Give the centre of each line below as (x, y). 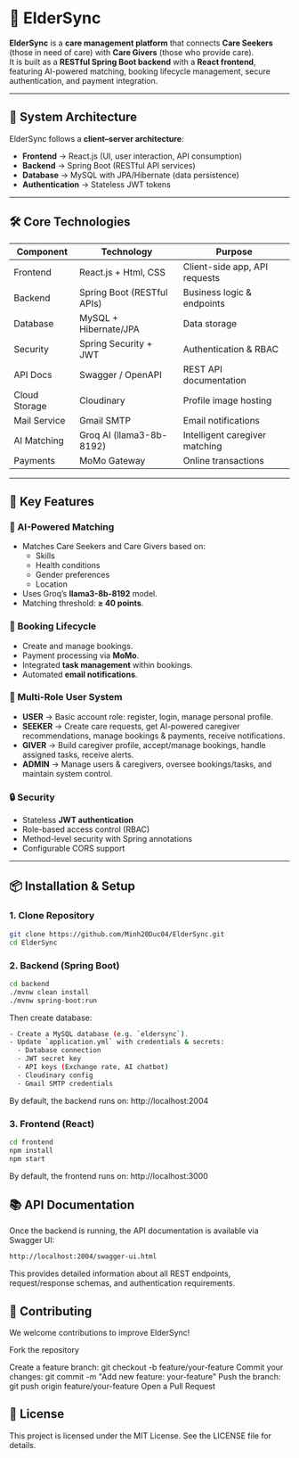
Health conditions (68, 565)
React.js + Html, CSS (122, 272)
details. (23, 1445)
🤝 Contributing (51, 1311)
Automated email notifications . (80, 674)
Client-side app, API (226, 267)
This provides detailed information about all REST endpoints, (120, 1273)
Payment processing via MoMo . (81, 655)
